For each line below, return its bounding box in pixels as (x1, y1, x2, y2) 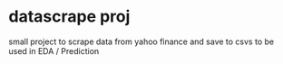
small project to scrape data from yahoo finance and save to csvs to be (8, 36, 274, 47)
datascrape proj (8, 6, 131, 27)
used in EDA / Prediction (8, 45, 100, 56)
